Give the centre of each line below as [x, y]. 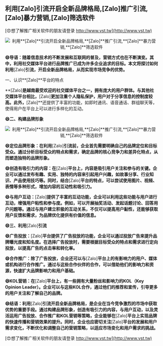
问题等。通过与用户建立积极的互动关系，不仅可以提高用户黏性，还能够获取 [83, 209]
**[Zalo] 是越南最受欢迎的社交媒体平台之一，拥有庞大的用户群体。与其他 [77, 90]
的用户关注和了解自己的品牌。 [35, 293]
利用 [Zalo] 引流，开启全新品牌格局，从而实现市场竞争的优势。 [66, 69]
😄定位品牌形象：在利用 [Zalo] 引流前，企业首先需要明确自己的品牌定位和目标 [81, 146]
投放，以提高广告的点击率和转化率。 [41, 248]
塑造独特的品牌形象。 [30, 158]
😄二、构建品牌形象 [24, 119]
